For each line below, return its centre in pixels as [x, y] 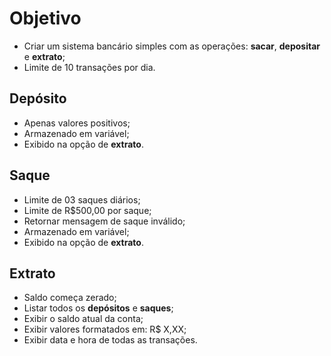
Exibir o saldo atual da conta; [83, 319]
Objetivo [45, 18]
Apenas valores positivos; [77, 123]
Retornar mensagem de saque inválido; [104, 221]
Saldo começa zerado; [70, 298]
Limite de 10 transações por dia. [89, 67]
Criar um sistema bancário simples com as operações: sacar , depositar [172, 46]
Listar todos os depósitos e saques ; [98, 308]
